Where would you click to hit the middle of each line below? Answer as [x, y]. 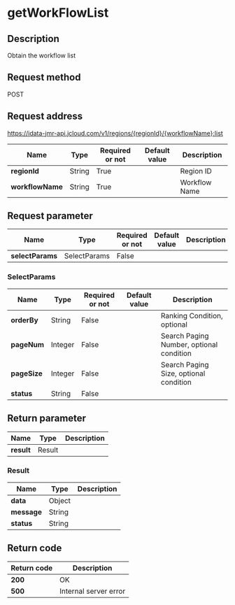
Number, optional [189, 344]
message [26, 512]
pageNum [27, 344]
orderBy [24, 320]
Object [60, 500]
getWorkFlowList [58, 13]
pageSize [27, 373]
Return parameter [47, 419]
